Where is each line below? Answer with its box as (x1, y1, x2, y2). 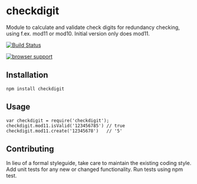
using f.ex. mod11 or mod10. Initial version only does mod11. (6, 30, 150, 37)
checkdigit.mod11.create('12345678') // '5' (6, 128, 123, 134)
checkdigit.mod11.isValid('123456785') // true (6, 122, 126, 128)
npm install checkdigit (6, 86, 65, 92)
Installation (6, 70, 48, 80)
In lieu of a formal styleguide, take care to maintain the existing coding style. (6, 160, 192, 167)
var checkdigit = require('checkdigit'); (6, 117, 110, 124)
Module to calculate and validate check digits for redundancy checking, (6, 24, 180, 31)
